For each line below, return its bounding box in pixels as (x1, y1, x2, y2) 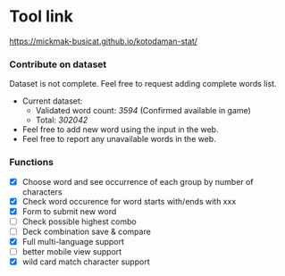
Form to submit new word (21, 205, 117, 216)
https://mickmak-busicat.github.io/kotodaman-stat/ (9, 36, 198, 46)
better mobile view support (21, 246, 122, 256)
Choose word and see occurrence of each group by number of (21, 176, 254, 187)
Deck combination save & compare (21, 226, 152, 237)
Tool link (9, 6, 73, 27)
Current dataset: (21, 96, 83, 106)
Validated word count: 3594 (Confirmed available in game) (35, 105, 252, 116)
